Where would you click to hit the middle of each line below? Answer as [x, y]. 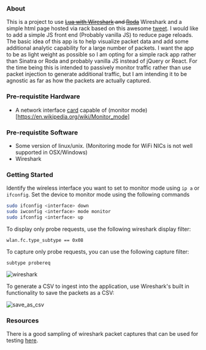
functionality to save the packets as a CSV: [60, 292]
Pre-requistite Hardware [43, 96]
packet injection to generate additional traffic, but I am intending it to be [97, 74]
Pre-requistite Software [42, 132]
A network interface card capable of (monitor [72, 110]
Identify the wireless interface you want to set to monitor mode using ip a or [103, 188]
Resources [23, 321]
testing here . [22, 340]
